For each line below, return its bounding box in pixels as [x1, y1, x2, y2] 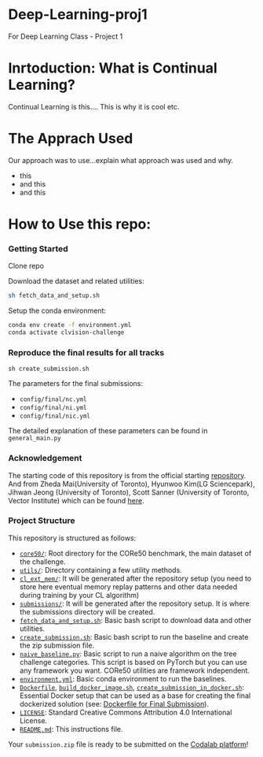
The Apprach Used [8, 130, 133, 147]
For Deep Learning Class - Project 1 [8, 32, 123, 41]
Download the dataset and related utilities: [8, 276, 145, 286]
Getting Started [8, 243, 68, 254]
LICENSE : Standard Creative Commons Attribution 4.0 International [19, 707, 232, 717]
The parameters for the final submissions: [8, 379, 144, 388]
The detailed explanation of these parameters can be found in [8, 426, 208, 436]
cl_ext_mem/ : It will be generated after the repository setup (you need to [19, 573, 252, 583]
